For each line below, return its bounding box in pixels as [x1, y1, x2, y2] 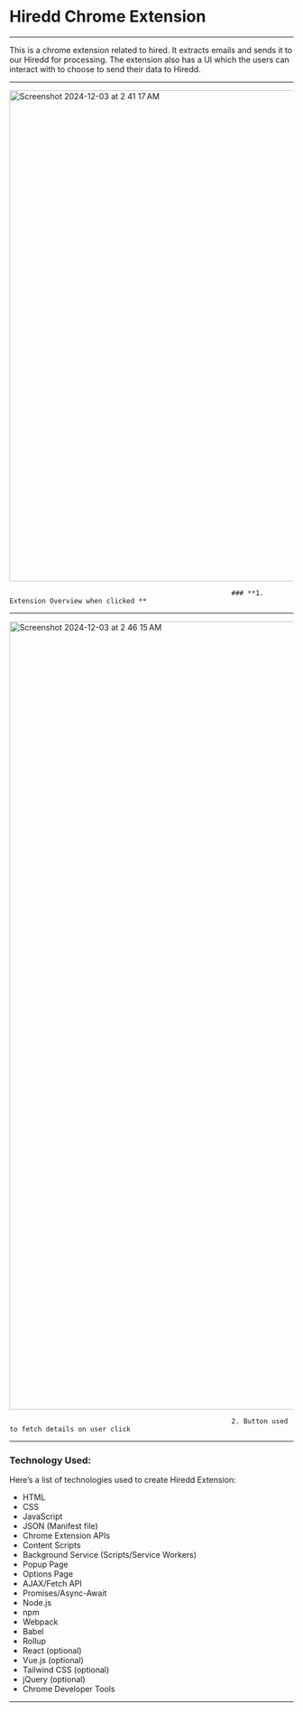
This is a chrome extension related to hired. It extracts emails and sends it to [9, 44, 293, 55]
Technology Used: [9, 1454, 92, 1467]
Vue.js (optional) [22, 1655, 84, 1666]
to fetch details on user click [9, 1424, 131, 1433]
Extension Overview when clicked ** [9, 596, 147, 605]
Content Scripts [22, 1540, 81, 1551]
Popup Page [22, 1559, 69, 1570]
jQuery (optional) [22, 1674, 86, 1685]
